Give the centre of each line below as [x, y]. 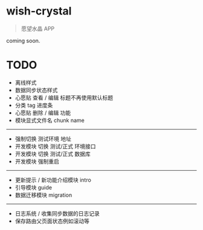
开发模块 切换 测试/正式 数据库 [53, 154]
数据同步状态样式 [36, 90]
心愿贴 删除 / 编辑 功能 [43, 112]
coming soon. [23, 40]
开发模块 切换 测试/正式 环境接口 [55, 146]
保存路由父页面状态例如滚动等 [52, 221]
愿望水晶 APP [38, 28]
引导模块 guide [34, 187]
